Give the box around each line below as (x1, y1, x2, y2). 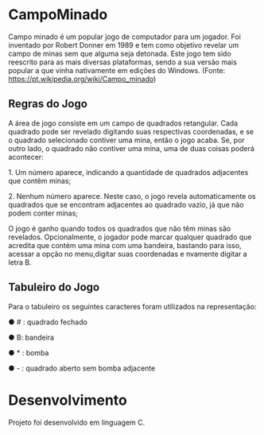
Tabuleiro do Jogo (8, 281, 100, 294)
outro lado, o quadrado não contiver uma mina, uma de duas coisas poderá (8, 143, 254, 153)
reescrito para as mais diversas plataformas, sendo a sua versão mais (8, 57, 237, 67)
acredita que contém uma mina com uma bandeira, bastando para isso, (8, 240, 242, 250)
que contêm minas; (8, 176, 72, 185)
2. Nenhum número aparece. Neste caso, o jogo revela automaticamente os (8, 191, 256, 200)
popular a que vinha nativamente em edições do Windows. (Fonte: (8, 65, 226, 75)
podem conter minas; (8, 208, 78, 218)
